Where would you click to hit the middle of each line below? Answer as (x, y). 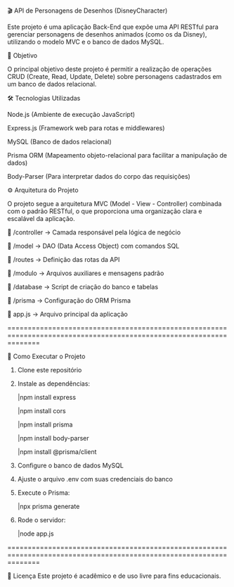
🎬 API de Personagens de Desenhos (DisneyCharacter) (87, 11)
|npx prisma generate (48, 506)
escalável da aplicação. (41, 219)
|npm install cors (41, 411)
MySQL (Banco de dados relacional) (60, 141)
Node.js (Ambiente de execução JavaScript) (71, 114)
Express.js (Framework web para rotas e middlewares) (86, 128)
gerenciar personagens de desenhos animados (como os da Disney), (107, 34)
